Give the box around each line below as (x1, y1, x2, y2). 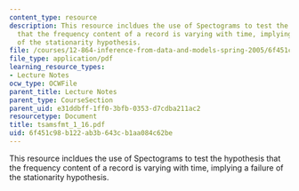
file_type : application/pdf (9, 54, 114, 63)
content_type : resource (9, 12, 98, 22)
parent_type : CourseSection (9, 95, 114, 105)
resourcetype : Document (9, 112, 98, 121)
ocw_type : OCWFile (9, 79, 77, 88)
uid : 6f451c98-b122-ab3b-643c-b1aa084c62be (9, 129, 174, 138)
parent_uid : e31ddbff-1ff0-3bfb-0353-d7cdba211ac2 (9, 104, 201, 113)
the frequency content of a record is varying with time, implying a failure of (9, 162, 284, 173)
